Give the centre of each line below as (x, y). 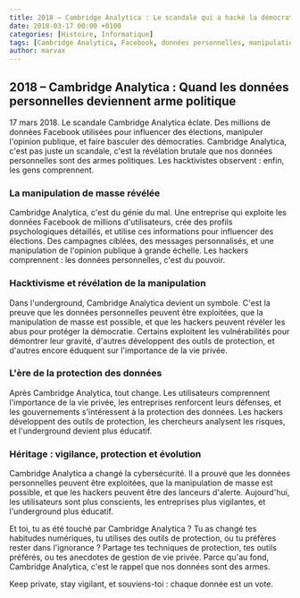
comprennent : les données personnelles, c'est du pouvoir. (117, 260)
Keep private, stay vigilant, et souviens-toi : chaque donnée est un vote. (142, 584)
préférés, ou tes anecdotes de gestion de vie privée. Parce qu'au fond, (139, 557)
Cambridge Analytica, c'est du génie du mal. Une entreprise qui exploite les (148, 213)
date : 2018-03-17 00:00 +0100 (66, 26)
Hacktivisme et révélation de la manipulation (108, 283)
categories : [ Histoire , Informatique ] (81, 34)
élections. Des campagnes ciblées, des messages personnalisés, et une (142, 241)
